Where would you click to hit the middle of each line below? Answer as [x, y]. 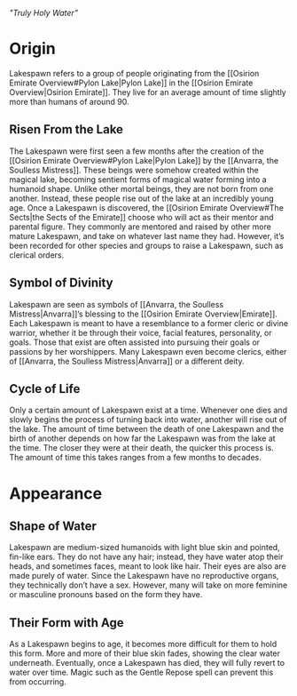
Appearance [56, 493]
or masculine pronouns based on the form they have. [106, 595]
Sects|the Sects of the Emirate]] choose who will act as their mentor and [141, 217]
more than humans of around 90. [70, 101]
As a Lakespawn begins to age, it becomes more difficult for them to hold [143, 644]
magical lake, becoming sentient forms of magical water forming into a [138, 179]
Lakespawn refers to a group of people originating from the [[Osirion [134, 73]
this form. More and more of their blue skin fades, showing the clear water [145, 653]
